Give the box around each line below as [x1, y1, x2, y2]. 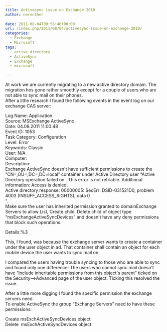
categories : [5, 31, 30, 36]
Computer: [5, 155, 28, 161]
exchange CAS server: [5, 103, 52, 109]
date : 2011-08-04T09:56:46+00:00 [5, 21, 75, 27]
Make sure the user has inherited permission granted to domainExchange [5, 203, 157, 209]
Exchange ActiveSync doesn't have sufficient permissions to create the [5, 166, 153, 172]
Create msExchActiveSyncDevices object [5, 316, 91, 322]
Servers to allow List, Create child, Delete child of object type [5, 209, 132, 215]
